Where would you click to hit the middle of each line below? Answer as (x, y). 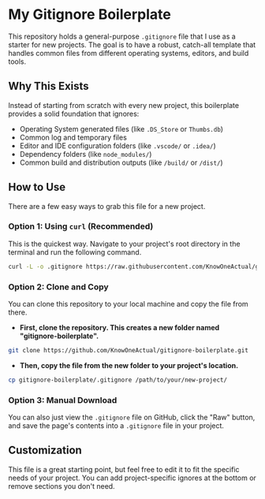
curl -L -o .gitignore (45, 266)
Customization (45, 451)
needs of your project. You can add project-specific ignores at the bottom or (132, 478)
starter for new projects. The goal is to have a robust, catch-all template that (132, 44)
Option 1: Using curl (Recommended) (81, 226)
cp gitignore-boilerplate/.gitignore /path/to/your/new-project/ (118, 380)
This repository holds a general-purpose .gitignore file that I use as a (122, 36)
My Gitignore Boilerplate (90, 15)
